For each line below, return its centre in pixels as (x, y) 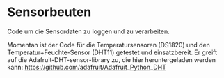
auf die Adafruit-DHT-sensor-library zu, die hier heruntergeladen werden (112, 59)
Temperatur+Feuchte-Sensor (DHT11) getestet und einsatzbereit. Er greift (112, 52)
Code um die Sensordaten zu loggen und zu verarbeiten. (89, 31)
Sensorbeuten (49, 12)
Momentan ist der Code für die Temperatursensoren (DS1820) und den (109, 45)
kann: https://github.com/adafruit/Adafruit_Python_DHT (87, 67)
